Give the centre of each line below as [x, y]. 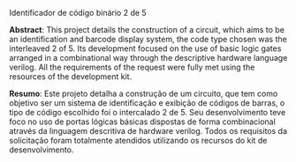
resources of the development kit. [71, 77]
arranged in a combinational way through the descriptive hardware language [148, 58]
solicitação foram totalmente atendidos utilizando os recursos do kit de [138, 140]
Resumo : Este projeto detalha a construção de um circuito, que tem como [144, 93]
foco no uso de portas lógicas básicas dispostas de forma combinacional [142, 121]
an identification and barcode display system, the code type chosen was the [148, 39]
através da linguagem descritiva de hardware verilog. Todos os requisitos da [148, 131]
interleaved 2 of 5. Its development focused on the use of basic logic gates [145, 48]
